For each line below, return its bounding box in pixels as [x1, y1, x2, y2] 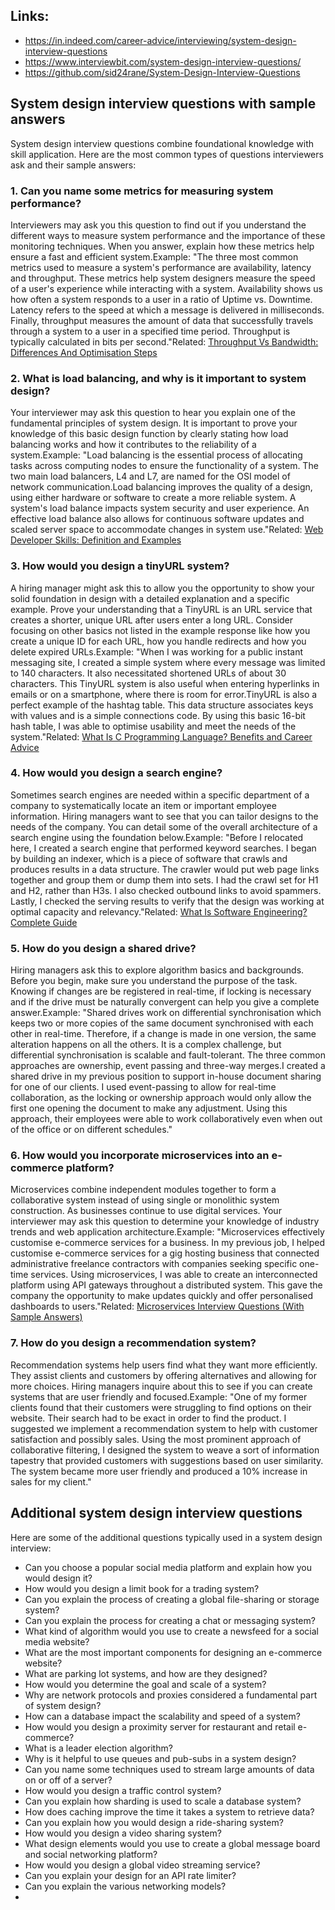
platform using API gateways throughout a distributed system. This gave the [10, 1279, 323, 1291]
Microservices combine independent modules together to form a [10, 1184, 277, 1196]
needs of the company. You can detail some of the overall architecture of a [10, 820, 318, 833]
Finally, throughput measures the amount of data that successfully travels [10, 314, 314, 326]
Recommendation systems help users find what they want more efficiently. [10, 1359, 318, 1371]
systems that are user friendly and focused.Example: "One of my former [10, 1390, 308, 1403]
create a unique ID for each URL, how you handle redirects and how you [10, 635, 307, 647]
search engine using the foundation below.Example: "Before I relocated [10, 831, 304, 843]
